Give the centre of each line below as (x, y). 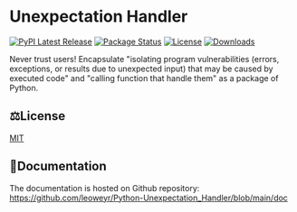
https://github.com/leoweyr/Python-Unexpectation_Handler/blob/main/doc (148, 198)
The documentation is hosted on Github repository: (105, 188)
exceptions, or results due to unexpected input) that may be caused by (141, 69)
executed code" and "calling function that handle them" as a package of (144, 78)
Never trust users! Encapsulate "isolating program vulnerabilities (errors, (144, 59)
